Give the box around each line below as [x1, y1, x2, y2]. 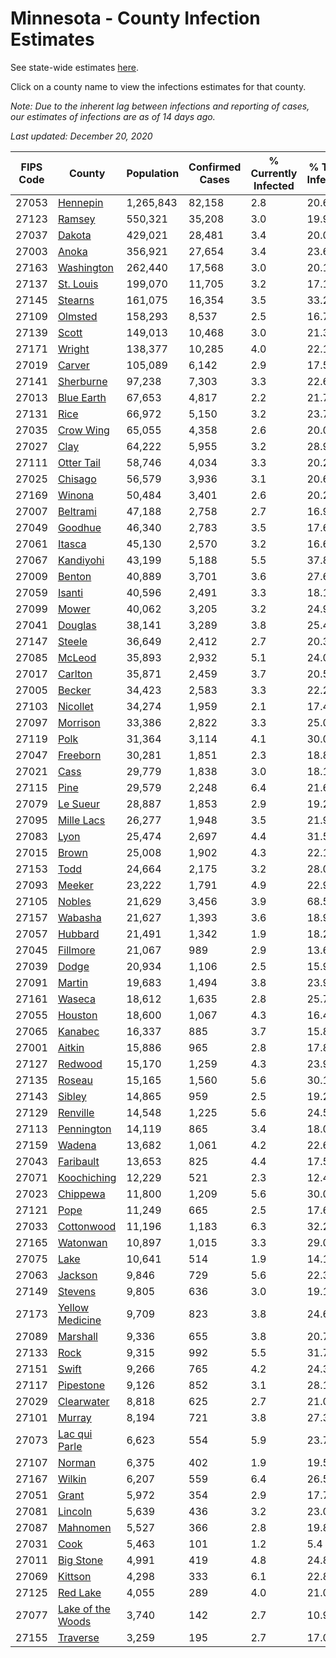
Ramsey [57, 212, 96, 226]
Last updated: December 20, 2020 [10, 130, 153, 142]
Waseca [57, 992, 96, 1006]
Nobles [57, 894, 92, 908]
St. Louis [57, 277, 99, 291]
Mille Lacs [57, 813, 106, 827]
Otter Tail [57, 455, 101, 469]
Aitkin [57, 1040, 85, 1054]
